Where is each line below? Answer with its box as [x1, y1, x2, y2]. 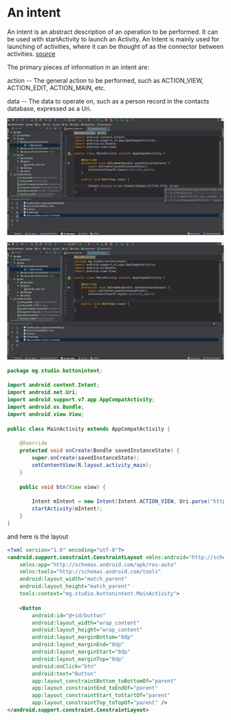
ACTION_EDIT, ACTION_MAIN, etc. [7, 83, 106, 92]
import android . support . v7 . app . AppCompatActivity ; [7, 397, 155, 403]
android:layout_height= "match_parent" [19, 583, 131, 590]
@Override [19, 440, 48, 447]
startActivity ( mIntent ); [32, 506, 103, 512]
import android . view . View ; [7, 410, 85, 418]
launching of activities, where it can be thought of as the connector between [7, 42, 224, 50]
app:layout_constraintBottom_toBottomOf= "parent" [32, 677, 177, 684]
